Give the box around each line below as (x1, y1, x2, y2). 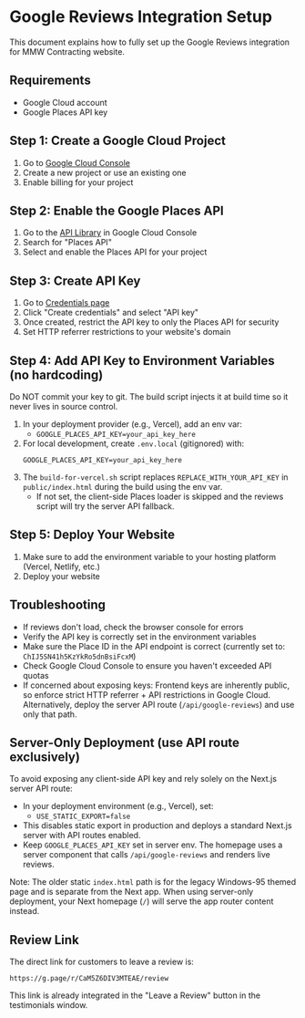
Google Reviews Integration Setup (9, 6, 273, 27)
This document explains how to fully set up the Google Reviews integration (9, 36, 290, 47)
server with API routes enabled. (22, 830, 141, 841)
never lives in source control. (9, 401, 118, 411)
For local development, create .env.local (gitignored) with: (22, 438, 245, 449)
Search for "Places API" (22, 237, 112, 248)
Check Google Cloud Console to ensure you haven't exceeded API (22, 660, 272, 671)
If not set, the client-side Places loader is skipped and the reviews (36, 491, 284, 502)
